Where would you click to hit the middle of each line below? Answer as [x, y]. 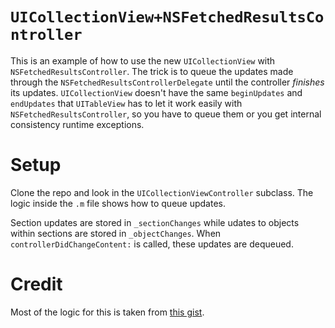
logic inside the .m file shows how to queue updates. [118, 203]
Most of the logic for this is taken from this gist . [107, 312]
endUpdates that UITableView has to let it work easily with [126, 103]
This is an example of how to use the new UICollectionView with [143, 60]
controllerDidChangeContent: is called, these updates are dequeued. [152, 244]
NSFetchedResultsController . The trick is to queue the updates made [152, 71]
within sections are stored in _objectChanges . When [116, 233]
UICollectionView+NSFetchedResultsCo [167, 17]
